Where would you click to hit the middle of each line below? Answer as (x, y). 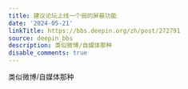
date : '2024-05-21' (41, 23)
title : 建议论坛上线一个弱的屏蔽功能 (63, 16)
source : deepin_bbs (41, 38)
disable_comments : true (48, 53)
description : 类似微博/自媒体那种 (60, 46)
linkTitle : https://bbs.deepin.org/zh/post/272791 (94, 30)
